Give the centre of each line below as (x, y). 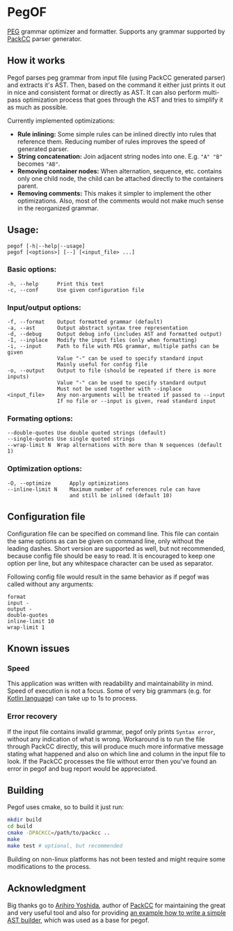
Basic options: (32, 269)
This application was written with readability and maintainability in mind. (110, 684)
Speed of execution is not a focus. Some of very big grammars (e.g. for (109, 691)
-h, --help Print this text (56, 284)
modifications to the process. (49, 866)
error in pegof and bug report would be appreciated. (82, 768)
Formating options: (40, 418)
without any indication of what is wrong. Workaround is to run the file (106, 739)
